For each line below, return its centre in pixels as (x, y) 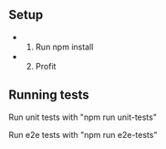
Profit (46, 66)
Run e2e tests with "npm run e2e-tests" (83, 134)
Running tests (49, 95)
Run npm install (64, 47)
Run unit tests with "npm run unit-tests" (83, 117)
